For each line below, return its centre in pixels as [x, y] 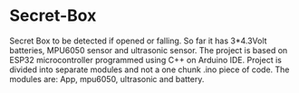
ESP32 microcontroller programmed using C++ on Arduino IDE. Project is [146, 60]
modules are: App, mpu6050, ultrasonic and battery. [107, 79]
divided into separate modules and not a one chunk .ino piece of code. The [149, 70]
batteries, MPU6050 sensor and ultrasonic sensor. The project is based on [149, 50]
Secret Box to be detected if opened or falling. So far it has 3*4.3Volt [138, 41]
